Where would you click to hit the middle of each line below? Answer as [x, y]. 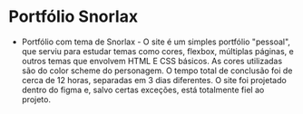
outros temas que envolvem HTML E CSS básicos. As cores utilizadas [152, 61]
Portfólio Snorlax [73, 17]
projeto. [36, 99]
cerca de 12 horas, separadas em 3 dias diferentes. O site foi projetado [154, 80]
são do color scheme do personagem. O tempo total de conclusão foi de [157, 71]
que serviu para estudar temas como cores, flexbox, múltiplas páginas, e [157, 51]
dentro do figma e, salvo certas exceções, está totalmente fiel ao [143, 90]
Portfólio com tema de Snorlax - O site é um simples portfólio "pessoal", [156, 42]
